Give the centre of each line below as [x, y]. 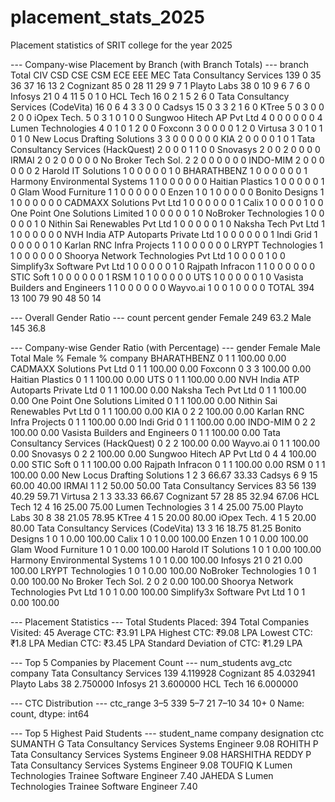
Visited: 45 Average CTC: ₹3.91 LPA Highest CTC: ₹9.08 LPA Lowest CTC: [161, 632]
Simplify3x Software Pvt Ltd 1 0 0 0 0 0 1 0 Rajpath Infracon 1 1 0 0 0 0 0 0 [163, 266]
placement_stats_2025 [107, 17]
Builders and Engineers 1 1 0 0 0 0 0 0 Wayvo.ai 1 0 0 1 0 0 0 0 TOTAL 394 [162, 287]
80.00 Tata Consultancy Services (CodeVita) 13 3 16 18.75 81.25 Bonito [156, 528]
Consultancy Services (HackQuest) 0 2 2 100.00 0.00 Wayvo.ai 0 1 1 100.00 [165, 443]
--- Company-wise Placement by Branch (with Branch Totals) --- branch [160, 64]
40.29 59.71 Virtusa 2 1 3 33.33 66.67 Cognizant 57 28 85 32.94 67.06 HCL [165, 496]
